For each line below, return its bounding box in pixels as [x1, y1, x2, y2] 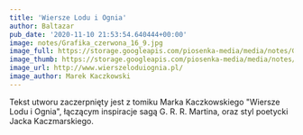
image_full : [9, 47, 54, 56]
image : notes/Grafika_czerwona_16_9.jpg [9, 38, 164, 48]
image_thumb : [9, 55, 59, 64]
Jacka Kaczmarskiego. [9, 115, 95, 126]
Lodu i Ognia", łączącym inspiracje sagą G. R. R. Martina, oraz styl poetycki [9, 105, 289, 117]
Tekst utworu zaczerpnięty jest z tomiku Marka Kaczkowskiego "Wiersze [9, 96, 280, 107]
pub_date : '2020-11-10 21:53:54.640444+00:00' [9, 30, 188, 39]
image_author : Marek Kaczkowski [9, 72, 131, 81]
